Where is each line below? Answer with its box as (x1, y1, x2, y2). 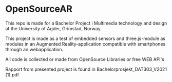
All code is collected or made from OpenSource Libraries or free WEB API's (5, 56, 164, 62)
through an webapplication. (5, 46, 63, 52)
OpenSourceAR (5, 3, 73, 15)
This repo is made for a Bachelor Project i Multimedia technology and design (5, 20, 167, 26)
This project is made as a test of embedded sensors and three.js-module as (5, 35, 166, 42)
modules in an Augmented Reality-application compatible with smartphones (5, 40, 166, 47)
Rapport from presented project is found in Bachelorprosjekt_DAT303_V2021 (5, 66, 167, 72)
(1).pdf (5, 71, 20, 77)
